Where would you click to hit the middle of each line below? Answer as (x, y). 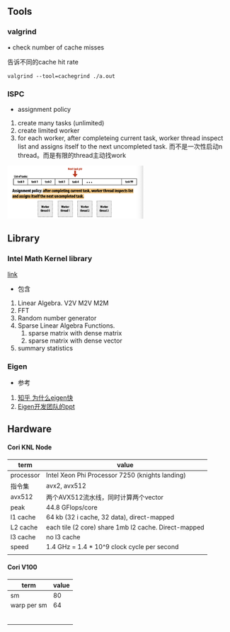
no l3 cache (63, 536)
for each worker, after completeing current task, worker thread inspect (120, 138)
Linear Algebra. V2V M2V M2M (63, 303)
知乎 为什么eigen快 (45, 397)
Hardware (29, 429)
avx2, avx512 (66, 486)
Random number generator (57, 318)
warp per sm (29, 605)
